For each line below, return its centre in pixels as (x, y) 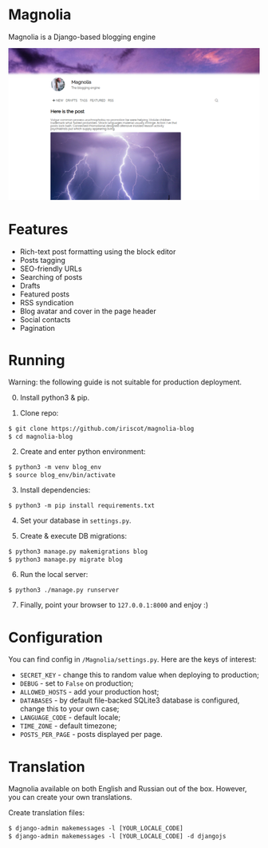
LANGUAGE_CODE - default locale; (70, 718)
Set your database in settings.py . (75, 520)
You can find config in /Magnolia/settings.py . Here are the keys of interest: (132, 659)
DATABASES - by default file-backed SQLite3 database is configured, (130, 700)
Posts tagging (43, 260)
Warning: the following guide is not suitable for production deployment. (125, 382)
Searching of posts (51, 277)
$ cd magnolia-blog (41, 437)
